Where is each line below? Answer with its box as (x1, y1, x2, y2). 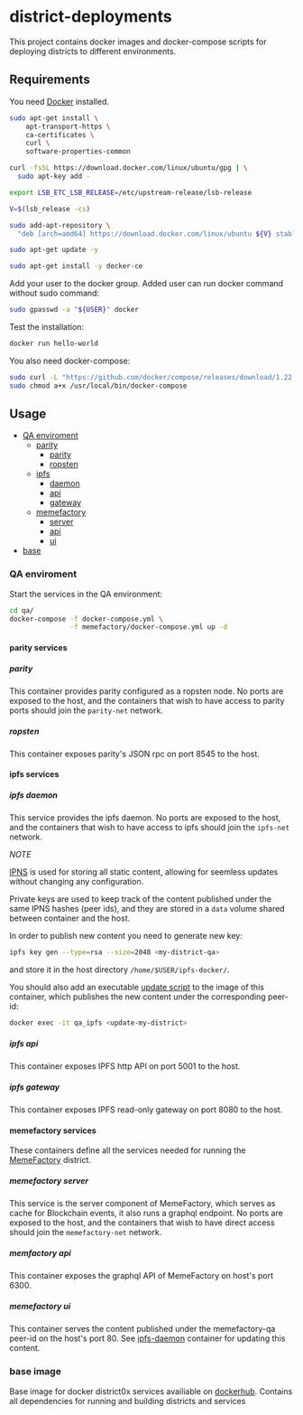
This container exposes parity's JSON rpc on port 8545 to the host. (9, 748, 260, 759)
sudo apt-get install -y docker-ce (9, 262, 143, 271)
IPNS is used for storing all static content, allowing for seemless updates (9, 867, 279, 877)
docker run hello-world (9, 339, 99, 348)
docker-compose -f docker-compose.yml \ (9, 614, 164, 623)
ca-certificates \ (25, 130, 95, 139)
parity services (9, 642, 68, 652)
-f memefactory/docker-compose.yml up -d (69, 623, 228, 632)
